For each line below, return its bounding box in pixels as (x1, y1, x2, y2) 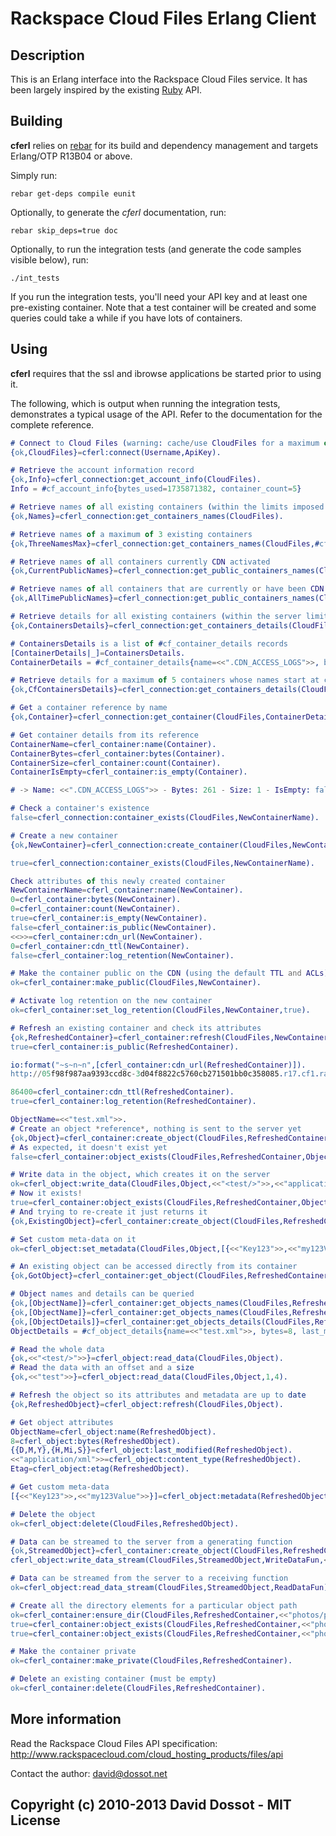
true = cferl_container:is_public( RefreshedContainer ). (10, 1042, 240, 1052)
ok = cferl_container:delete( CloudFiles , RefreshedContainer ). (10, 1683, 267, 1693)
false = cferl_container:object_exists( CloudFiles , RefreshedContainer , (10, 1152, 307, 1162)
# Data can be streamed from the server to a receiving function (10, 1573, 289, 1584)
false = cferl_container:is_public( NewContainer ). (10, 922, 217, 932)
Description (10, 47, 85, 64)
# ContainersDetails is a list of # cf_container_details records (10, 638, 289, 649)
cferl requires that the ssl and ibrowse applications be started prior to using (10, 367, 322, 379)
